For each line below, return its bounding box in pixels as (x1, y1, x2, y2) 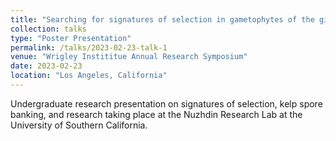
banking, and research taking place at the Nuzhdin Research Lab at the (10, 108, 303, 120)
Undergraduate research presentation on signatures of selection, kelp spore (10, 97, 323, 110)
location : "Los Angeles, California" (10, 71, 168, 81)
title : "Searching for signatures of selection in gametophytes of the (10, 14, 315, 25)
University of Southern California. (10, 119, 148, 131)
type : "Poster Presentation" (10, 33, 132, 43)
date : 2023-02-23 (10, 61, 83, 71)
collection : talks (10, 24, 87, 34)
